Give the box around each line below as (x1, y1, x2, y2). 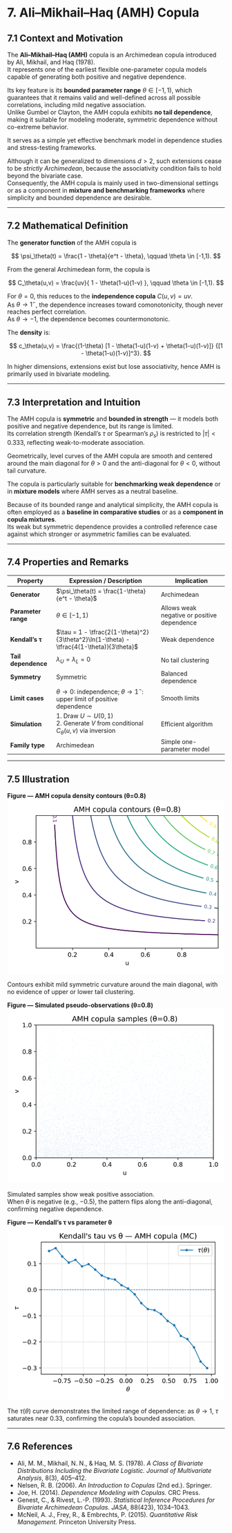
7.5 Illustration (7, 773, 70, 785)
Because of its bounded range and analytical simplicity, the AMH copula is (7, 501, 219, 509)
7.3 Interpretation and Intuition (7, 396, 141, 408)
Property (17, 577, 43, 585)
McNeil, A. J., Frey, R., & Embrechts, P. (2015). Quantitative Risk (17, 1510, 198, 1518)
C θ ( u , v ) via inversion (56, 726, 116, 736)
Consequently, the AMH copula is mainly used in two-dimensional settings (7, 179, 219, 187)
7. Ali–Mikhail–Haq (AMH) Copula (7, 5, 200, 21)
